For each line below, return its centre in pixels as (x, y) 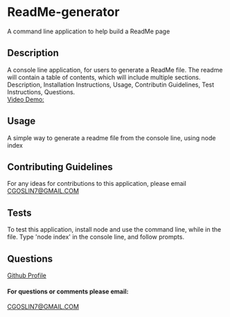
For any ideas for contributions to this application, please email (97, 184)
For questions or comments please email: (68, 291)
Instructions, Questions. (41, 92)
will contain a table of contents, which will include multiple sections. (104, 77)
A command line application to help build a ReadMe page (89, 31)
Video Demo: (26, 99)
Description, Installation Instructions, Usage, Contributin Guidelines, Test (111, 85)
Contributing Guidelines (60, 167)
